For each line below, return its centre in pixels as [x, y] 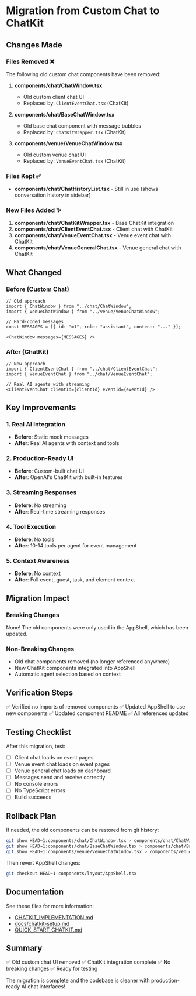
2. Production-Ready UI [40, 458]
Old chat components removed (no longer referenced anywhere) [92, 662]
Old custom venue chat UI [55, 155]
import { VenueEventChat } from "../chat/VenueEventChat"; [79, 374]
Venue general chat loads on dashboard [62, 771]
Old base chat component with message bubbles [82, 126]
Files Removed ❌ [30, 61]
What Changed [34, 273]
